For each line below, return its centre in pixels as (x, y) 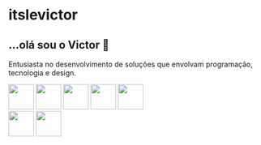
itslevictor (43, 15)
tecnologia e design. (43, 73)
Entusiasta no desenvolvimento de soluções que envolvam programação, (130, 64)
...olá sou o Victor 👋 (59, 45)
